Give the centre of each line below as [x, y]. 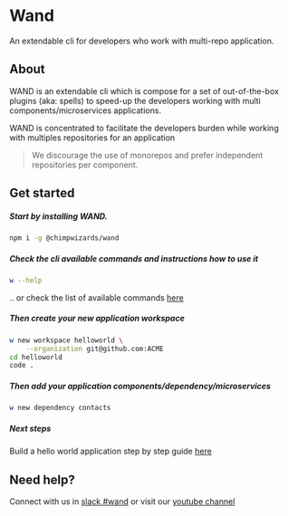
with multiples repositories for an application [92, 138]
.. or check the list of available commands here [96, 297]
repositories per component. [85, 165]
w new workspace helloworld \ [67, 340]
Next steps [30, 428]
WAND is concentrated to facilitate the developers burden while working [144, 128]
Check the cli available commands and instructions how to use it [134, 258]
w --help [26, 280]
